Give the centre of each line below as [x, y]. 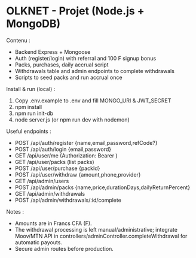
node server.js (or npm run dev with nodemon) [72, 119]
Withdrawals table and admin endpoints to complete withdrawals [95, 71]
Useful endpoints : [29, 131]
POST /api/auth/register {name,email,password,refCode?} [86, 142]
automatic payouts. [39, 242]
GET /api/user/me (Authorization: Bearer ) [66, 155]
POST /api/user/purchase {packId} [57, 168]
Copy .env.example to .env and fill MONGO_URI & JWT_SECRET [93, 101]
